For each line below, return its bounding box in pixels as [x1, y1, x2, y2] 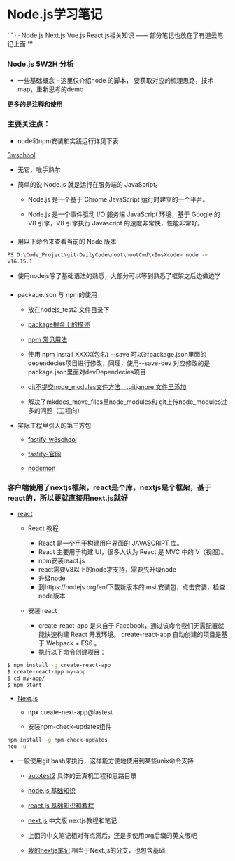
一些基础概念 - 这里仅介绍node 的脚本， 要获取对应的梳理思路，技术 [17, 77, 214, 85]
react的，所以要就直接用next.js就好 [7, 493, 128, 503]
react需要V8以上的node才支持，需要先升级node [38, 565, 177, 574]
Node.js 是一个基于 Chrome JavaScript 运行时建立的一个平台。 [27, 195, 209, 204]
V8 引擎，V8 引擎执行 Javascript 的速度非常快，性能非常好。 [27, 218, 204, 227]
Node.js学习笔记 [7, 6, 103, 22]
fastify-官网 [27, 450, 62, 459]
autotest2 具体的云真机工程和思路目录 [27, 771, 137, 780]
